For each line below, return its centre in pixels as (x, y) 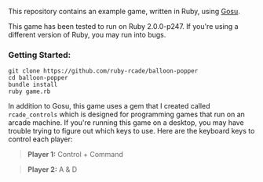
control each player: (40, 139)
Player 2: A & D (52, 170)
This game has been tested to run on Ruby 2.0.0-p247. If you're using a (123, 26)
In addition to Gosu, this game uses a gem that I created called (109, 106)
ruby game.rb (29, 92)
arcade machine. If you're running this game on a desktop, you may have (126, 123)
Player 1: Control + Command (75, 155)
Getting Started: (40, 55)
